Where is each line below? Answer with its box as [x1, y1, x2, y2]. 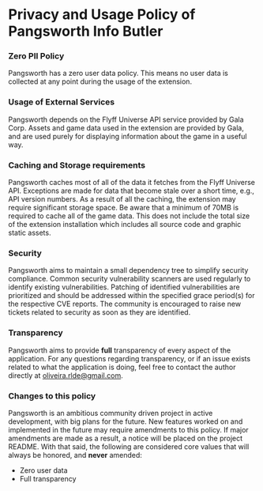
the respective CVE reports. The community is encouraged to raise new [8, 299, 242, 309]
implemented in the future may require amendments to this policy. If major [8, 425, 249, 434]
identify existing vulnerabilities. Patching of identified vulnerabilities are [8, 282, 240, 292]
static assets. [8, 228, 51, 238]
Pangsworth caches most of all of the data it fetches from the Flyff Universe [8, 178, 255, 187]
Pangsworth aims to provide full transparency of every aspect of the [8, 346, 231, 355]
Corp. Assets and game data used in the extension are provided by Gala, [8, 123, 245, 132]
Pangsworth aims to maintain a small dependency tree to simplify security [8, 266, 249, 275]
